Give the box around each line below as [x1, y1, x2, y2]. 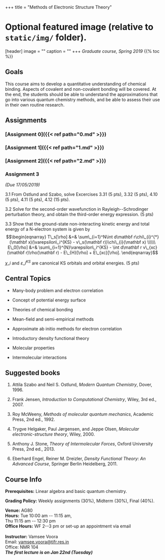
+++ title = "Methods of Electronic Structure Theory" [5, 4, 112, 10]
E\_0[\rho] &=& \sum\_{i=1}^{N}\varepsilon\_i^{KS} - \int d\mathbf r [7, 244, 142, 251]
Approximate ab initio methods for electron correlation [12, 326, 122, 332]
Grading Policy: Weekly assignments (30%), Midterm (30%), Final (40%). [5, 498, 155, 504]
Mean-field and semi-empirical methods [12, 316, 94, 322]
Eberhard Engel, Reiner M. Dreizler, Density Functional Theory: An [12, 456, 146, 462]
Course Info [5, 475, 42, 484]
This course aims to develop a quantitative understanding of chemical [5, 81, 146, 87]
